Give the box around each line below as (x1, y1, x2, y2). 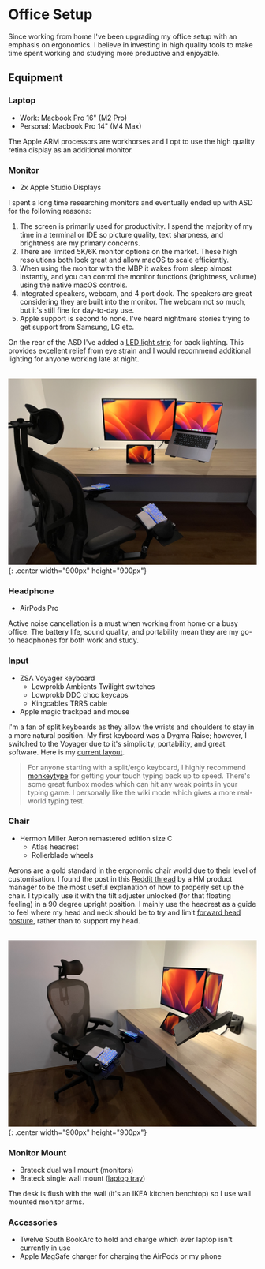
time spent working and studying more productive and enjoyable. (8, 48, 220, 58)
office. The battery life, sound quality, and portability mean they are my (8, 627, 239, 637)
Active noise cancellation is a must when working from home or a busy (8, 619, 238, 628)
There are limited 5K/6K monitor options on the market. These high (19, 246, 237, 256)
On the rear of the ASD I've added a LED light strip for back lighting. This (8, 337, 244, 346)
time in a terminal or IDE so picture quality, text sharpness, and (19, 230, 224, 239)
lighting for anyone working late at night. (8, 354, 140, 364)
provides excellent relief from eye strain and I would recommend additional (8, 346, 251, 355)
